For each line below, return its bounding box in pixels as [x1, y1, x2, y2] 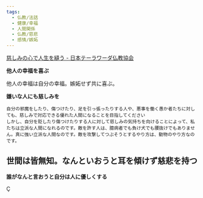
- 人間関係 [12, 25, 36, 32]
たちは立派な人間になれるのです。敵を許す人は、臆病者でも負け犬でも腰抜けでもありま [6, 125, 191, 131]
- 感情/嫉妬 [12, 37, 38, 43]
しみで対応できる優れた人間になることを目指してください [24, 112, 145, 118]
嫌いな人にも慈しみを [6, 93, 59, 100]
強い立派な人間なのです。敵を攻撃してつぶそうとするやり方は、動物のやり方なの [24, 132, 195, 138]
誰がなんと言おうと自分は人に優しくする [6, 173, 107, 180]
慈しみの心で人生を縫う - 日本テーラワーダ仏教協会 [6, 54, 135, 61]
